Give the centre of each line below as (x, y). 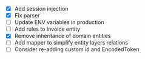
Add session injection (41, 9)
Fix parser (27, 16)
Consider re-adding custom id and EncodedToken (77, 49)
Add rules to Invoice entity (47, 29)
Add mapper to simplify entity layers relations (71, 43)
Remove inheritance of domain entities (62, 36)
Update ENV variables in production (59, 22)
